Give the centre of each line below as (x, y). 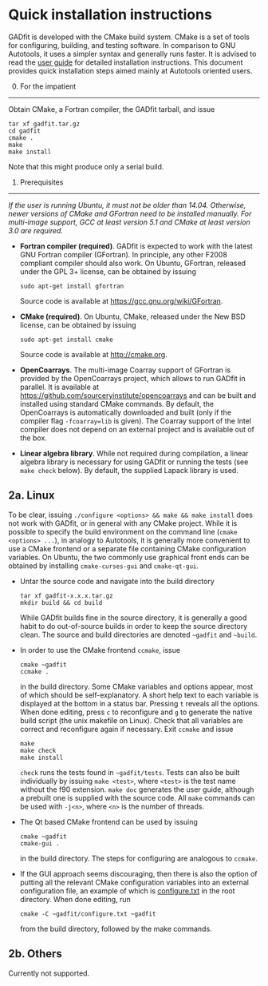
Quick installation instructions (110, 15)
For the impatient (48, 86)
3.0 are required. (36, 230)
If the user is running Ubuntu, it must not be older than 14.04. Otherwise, (127, 205)
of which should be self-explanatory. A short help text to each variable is (139, 695)
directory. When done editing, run (75, 899)
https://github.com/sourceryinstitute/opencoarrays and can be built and (138, 395)
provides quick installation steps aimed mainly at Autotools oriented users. (130, 70)
